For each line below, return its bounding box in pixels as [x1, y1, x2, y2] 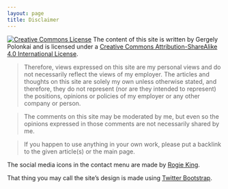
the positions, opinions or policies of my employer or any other [23, 91, 200, 100]
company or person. [23, 99, 81, 107]
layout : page [7, 10, 44, 17]
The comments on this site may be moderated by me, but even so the [23, 112, 220, 120]
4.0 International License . [7, 49, 79, 58]
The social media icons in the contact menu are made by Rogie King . [7, 160, 200, 169]
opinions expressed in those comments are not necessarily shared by [23, 119, 220, 128]
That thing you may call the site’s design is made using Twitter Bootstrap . [7, 173, 213, 181]
